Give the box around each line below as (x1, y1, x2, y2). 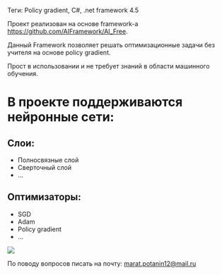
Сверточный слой (17, 164, 72, 171)
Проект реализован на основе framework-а (7, 20, 139, 28)
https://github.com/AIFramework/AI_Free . (7, 28, 129, 35)
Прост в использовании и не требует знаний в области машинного (7, 62, 210, 70)
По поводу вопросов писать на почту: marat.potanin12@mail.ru (7, 259, 197, 267)
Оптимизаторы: (7, 191, 81, 203)
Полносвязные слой (17, 156, 79, 164)
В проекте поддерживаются (7, 94, 183, 110)
